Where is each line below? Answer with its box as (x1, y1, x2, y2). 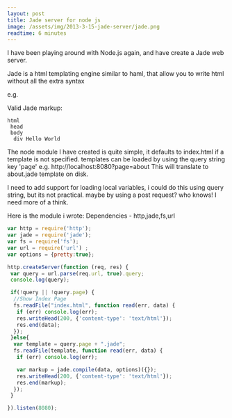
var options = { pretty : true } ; (7, 251, 95, 258)
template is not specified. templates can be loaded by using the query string (7, 155, 226, 163)
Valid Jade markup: (7, 104, 63, 112)
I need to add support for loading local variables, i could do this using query (7, 184, 224, 192)
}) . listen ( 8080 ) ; (7, 405, 58, 412)
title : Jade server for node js (7, 17, 101, 24)
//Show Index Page (13, 296, 67, 303)
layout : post (7, 10, 45, 17)
